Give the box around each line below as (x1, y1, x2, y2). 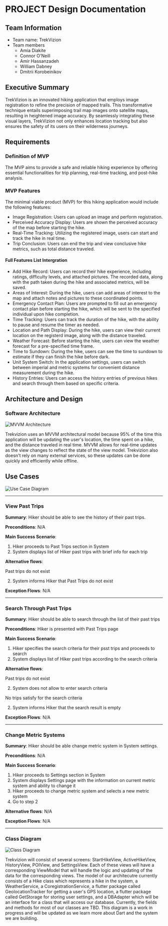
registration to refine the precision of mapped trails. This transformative (5, 102, 152, 108)
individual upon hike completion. (12, 311, 79, 317)
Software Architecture (5, 410, 61, 417)
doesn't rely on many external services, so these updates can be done (5, 452, 150, 458)
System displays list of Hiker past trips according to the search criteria (12, 656, 157, 662)
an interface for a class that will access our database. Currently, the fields (5, 899, 157, 905)
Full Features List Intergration (5, 257, 67, 263)
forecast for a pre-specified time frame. (12, 343, 94, 349)
